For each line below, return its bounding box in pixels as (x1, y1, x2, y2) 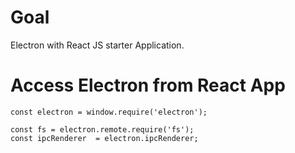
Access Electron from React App (10, 74, 286, 97)
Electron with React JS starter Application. (10, 39, 185, 51)
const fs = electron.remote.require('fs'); (10, 124, 195, 135)
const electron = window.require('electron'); (10, 107, 208, 117)
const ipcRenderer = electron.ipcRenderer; (10, 133, 199, 143)
